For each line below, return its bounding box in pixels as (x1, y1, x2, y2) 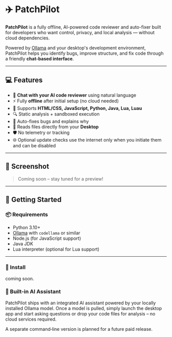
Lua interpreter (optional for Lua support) (12, 246, 100, 253)
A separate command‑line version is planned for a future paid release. (5, 326, 153, 332)
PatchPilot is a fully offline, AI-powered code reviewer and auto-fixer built (5, 24, 161, 30)
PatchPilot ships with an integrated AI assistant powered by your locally (5, 300, 156, 306)
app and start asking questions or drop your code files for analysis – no (5, 310, 156, 317)
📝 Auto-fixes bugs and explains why (12, 118, 89, 124)
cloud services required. (5, 316, 57, 322)
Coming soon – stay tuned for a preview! (17, 175, 103, 182)
